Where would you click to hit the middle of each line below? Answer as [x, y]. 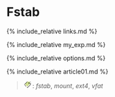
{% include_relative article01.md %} [57, 71]
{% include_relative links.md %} [52, 31]
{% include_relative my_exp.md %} [56, 44]
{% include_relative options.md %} [56, 58]
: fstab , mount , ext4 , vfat [68, 86]
